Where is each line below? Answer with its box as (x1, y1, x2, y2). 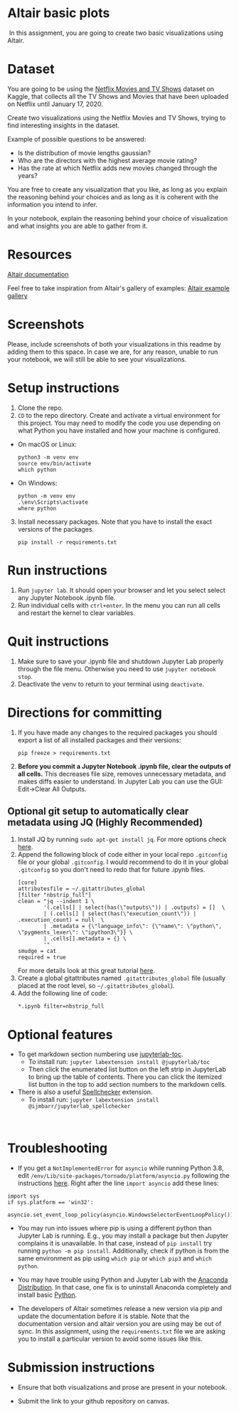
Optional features (7, 1026, 113, 1043)
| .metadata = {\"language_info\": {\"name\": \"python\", (43, 923, 222, 930)
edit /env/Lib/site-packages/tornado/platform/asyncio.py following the (17, 1171, 230, 1180)
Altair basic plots (7, 5, 110, 21)
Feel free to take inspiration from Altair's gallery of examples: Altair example (7, 283, 230, 293)
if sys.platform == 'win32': (7, 1199, 94, 1206)
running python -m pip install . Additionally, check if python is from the (17, 1247, 230, 1255)
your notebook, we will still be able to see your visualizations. (7, 354, 187, 364)
